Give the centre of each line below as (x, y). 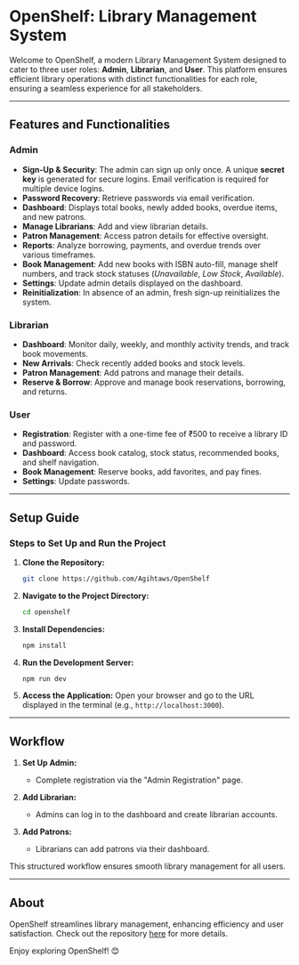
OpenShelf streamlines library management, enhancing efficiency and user (147, 924)
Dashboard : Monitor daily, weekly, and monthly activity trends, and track (156, 344)
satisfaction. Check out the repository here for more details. (119, 934)
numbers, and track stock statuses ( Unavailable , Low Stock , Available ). (153, 273)
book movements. (55, 353)
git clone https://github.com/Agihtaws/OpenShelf (116, 579)
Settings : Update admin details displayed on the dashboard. (132, 283)
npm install (44, 645)
